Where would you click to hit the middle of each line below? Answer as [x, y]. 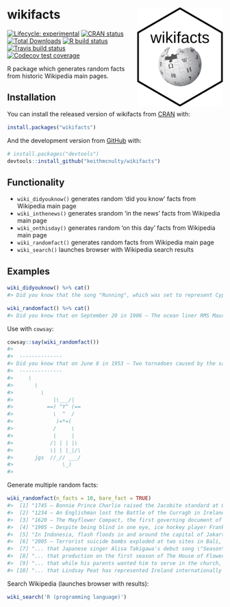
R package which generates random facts [66, 68]
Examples [28, 271]
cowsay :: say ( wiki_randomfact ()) [53, 342]
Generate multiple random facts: [53, 485]
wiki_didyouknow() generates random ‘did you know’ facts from [106, 199]
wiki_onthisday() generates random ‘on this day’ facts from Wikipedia [116, 228]
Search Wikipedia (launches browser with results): [78, 583]
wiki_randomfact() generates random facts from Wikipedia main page [115, 242]
